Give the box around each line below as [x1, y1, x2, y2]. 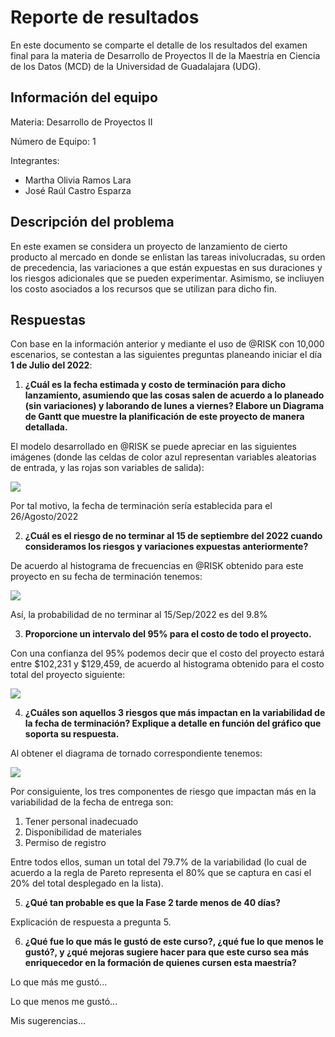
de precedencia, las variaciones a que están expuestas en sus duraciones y [10, 261, 323, 273]
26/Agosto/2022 [10, 511, 79, 523]
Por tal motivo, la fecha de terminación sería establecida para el [10, 500, 273, 512]
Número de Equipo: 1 [10, 135, 97, 147]
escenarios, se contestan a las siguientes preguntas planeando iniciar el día [10, 349, 323, 361]
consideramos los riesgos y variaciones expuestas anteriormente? [24, 541, 309, 553]
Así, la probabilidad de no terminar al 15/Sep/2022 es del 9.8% [10, 609, 268, 621]
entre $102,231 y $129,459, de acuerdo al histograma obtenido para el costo [10, 658, 325, 670]
